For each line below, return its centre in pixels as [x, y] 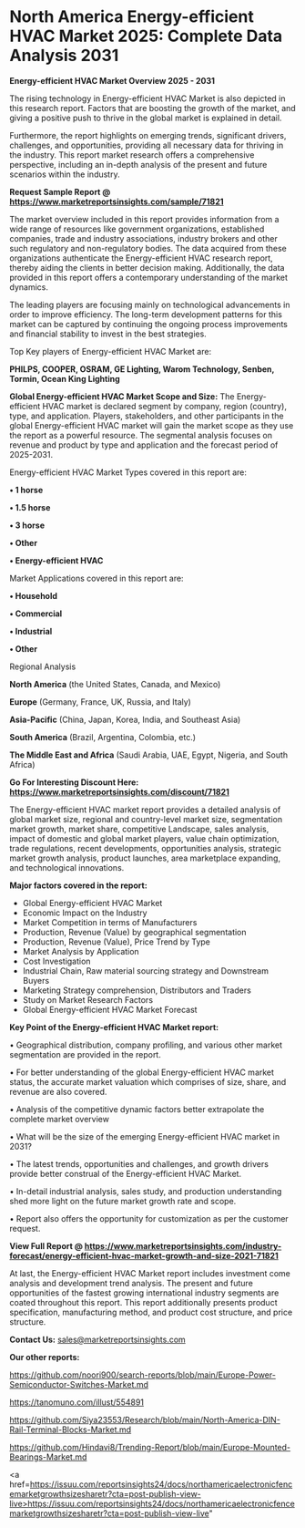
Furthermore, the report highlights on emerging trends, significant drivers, [148, 135]
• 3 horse [27, 525]
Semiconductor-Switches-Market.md [79, 1384]
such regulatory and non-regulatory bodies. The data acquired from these [148, 248]
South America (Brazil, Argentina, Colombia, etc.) [103, 737]
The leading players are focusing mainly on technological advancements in [150, 305]
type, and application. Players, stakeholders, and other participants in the [147, 416]
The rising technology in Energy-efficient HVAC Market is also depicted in [147, 98]
